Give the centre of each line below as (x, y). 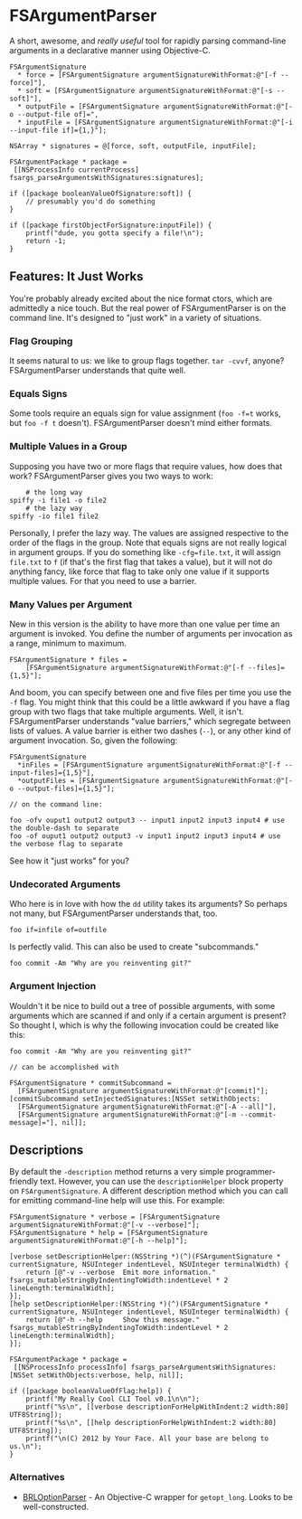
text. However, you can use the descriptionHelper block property (162, 1182)
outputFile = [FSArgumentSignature (93, 106)
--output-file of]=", (58, 114)
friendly (24, 1182)
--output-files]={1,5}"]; (66, 788)
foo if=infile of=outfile (58, 930)
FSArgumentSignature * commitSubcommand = (90, 1083)
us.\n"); (26, 1447)
